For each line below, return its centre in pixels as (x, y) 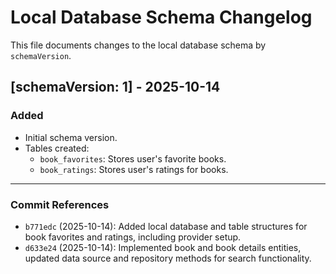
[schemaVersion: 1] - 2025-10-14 (115, 87)
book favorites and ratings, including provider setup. (133, 237)
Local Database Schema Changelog (161, 17)
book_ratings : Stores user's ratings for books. (134, 169)
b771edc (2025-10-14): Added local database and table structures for (166, 226)
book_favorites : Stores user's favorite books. (133, 158)
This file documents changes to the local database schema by (138, 45)
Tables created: (57, 148)
